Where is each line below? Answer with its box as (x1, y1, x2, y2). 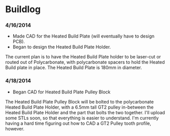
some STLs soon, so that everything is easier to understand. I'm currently (5, 115, 159, 121)
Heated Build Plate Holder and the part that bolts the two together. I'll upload (5, 109, 165, 115)
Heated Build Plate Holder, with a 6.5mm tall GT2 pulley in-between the (5, 104, 154, 110)
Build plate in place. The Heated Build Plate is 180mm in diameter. (5, 64, 142, 71)
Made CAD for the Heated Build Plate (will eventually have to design (12, 33, 155, 39)
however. (5, 125, 24, 131)
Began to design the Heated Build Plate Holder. (12, 44, 111, 50)
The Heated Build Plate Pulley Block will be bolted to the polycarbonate (5, 98, 154, 105)
